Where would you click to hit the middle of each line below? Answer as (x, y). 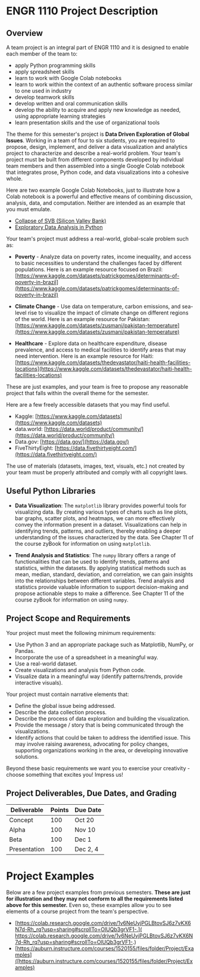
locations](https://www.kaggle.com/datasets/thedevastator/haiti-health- (103, 369)
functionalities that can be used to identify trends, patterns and (92, 561)
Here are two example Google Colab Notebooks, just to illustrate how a (93, 190)
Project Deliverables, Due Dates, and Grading (91, 793)
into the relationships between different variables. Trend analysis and (99, 581)
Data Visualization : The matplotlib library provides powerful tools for (101, 505)
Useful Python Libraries (51, 491)
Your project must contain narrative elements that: (68, 694)
